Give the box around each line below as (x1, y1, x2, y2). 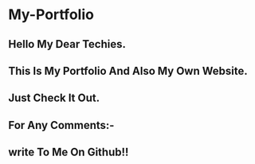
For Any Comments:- (8, 118, 115, 132)
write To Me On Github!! (8, 146, 129, 159)
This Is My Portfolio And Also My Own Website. (8, 64, 249, 77)
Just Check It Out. (8, 92, 100, 105)
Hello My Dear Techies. (8, 37, 126, 51)
